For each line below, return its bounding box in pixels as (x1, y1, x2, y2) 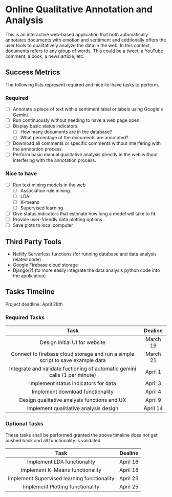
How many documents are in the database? (20, 129, 113, 135)
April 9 (145, 397, 161, 404)
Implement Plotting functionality (23, 483, 100, 490)
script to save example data (39, 357, 106, 364)
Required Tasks (5, 314, 45, 321)
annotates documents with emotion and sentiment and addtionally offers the (5, 37, 166, 43)
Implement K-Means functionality (20, 466, 101, 473)
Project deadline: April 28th (5, 301, 63, 307)
